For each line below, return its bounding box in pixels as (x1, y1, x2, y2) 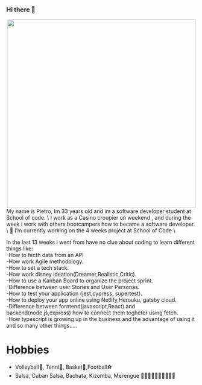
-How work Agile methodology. (6, 258, 84, 265)
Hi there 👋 (6, 5, 36, 14)
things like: (6, 245, 33, 252)
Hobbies (6, 343, 49, 357)
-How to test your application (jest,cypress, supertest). (6, 290, 143, 297)
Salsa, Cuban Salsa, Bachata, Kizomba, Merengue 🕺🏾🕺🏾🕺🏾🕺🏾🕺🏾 (14, 372, 176, 380)
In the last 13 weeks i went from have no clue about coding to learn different (6, 238, 195, 246)
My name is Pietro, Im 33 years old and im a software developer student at (6, 208, 191, 215)
